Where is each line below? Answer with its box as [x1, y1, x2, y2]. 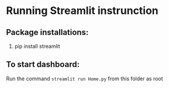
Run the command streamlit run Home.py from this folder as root [6, 75, 163, 82]
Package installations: [6, 27, 89, 37]
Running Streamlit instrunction [6, 4, 159, 17]
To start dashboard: [6, 59, 80, 69]
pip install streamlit [14, 43, 60, 50]
